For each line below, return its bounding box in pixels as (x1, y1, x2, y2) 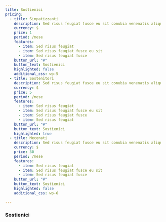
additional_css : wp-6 (14, 190, 58, 195)
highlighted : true (14, 131, 52, 136)
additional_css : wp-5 (14, 72, 58, 76)
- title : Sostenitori (9, 76, 54, 81)
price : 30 (14, 149, 35, 154)
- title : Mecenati (9, 136, 48, 141)
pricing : (5, 12, 23, 17)
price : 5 (14, 90, 32, 95)
